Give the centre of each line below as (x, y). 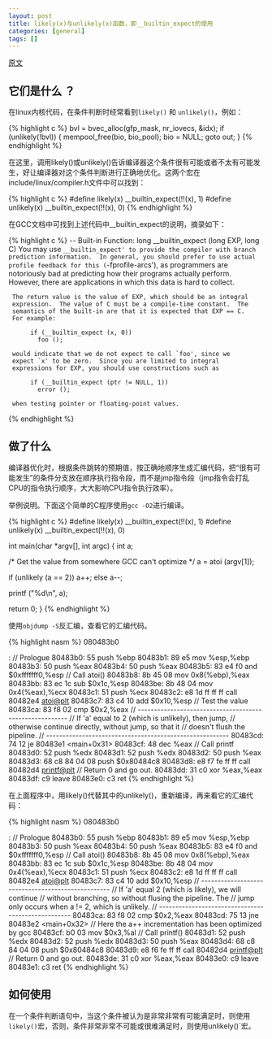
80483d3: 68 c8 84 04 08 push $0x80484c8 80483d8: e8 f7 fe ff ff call (130, 761)
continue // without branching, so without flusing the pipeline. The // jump (132, 898)
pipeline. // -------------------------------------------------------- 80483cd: (136, 735)
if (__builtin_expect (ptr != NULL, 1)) (99, 383)
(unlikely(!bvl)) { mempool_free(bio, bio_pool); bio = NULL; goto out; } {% (131, 137)
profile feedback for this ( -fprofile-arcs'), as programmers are (119, 265)
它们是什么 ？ (42, 91)
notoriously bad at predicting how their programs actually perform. (120, 274)
